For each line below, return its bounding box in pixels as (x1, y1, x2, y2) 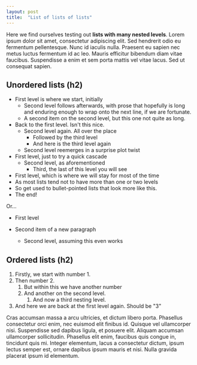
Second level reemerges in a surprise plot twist (23, 147, 141, 154)
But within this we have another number (23, 284, 122, 291)
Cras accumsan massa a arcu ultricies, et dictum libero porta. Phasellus (6, 314, 183, 321)
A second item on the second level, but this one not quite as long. (23, 115, 186, 122)
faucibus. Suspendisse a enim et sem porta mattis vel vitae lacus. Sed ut (6, 56, 185, 63)
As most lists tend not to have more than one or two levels (14, 178, 159, 185)
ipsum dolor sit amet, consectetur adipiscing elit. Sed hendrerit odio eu (6, 37, 181, 44)
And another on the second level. (23, 290, 106, 297)
